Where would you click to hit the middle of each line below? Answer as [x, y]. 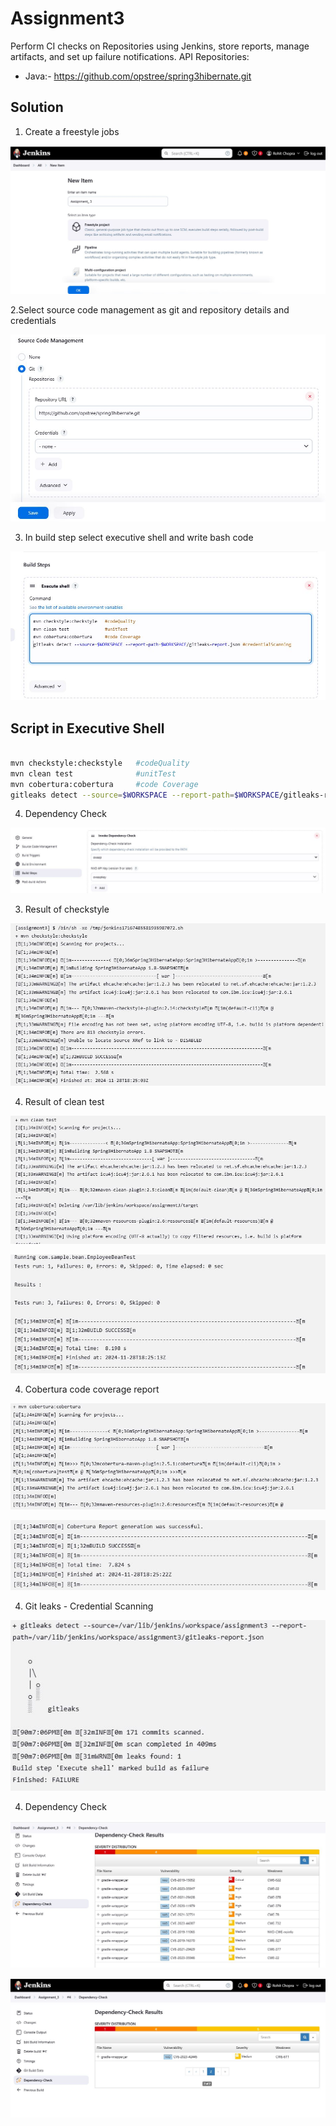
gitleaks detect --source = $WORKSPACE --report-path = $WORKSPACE [145, 795]
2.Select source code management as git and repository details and [150, 310]
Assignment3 [67, 18]
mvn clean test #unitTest [93, 773]
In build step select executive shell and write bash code [139, 537]
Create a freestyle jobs [72, 131]
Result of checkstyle [67, 909]
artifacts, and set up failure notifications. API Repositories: [130, 56]
